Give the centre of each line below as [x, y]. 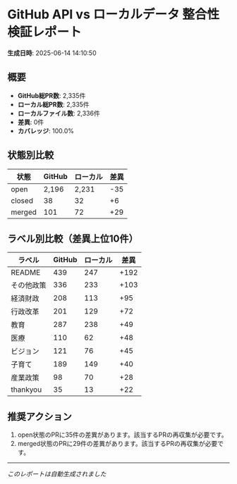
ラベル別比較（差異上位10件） [73, 238]
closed [22, 200]
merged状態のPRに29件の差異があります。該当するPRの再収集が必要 [117, 444]
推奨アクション [39, 416]
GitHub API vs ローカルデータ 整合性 [114, 14]
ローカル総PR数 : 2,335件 [53, 104]
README [26, 273]
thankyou [26, 390]
